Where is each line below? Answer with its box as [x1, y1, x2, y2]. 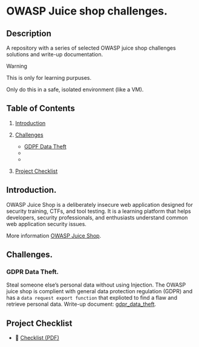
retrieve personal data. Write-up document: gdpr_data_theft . [6, 300, 156, 308]
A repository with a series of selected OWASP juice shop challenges [6, 44, 177, 51]
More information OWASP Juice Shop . [6, 232, 102, 239]
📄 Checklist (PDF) [15, 334, 59, 342]
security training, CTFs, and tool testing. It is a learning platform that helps [6, 207, 192, 215]
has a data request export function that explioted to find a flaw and [6, 294, 177, 302]
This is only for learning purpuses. [6, 74, 92, 81]
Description [6, 28, 51, 39]
